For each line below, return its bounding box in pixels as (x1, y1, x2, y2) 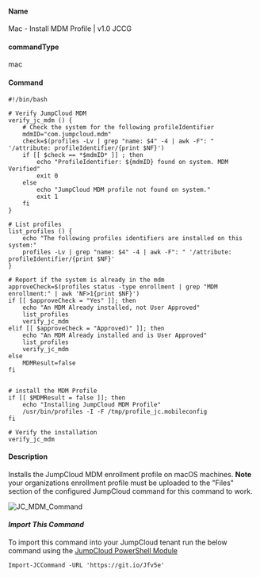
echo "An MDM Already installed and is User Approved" (22, 331, 208, 339)
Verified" (8, 165, 41, 173)
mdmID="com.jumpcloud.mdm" (22, 130, 112, 138)
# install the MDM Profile (8, 387, 97, 395)
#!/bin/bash (8, 95, 48, 103)
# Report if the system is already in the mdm (8, 276, 165, 284)
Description (8, 452, 48, 461)
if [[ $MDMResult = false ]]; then (8, 393, 126, 402)
